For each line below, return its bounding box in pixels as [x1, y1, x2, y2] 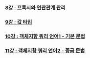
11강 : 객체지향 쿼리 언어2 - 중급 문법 [5, 47, 85, 54]
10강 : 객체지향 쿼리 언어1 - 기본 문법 [5, 33, 86, 39]
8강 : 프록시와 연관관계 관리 [5, 4, 66, 11]
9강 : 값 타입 [5, 19, 32, 25]
